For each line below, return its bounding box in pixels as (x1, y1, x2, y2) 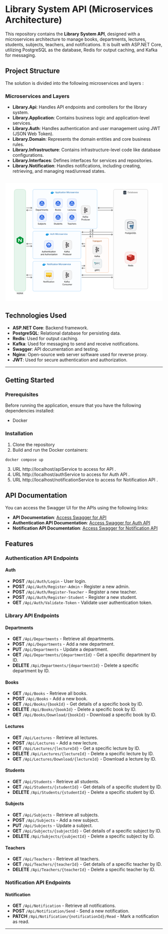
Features (5, 539, 33, 548)
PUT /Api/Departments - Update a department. (12, 647, 108, 653)
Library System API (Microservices (5, 4, 153, 15)
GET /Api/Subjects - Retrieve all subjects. (12, 812, 99, 818)
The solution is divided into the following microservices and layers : (5, 80, 144, 86)
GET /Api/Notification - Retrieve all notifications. (12, 903, 116, 909)
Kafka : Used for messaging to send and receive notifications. (12, 341, 139, 347)
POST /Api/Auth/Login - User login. (12, 578, 86, 584)
